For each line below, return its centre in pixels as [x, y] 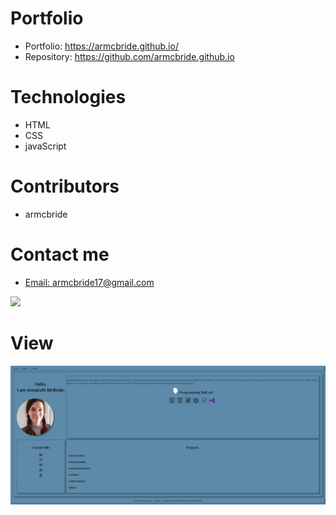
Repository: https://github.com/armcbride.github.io [129, 56]
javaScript [45, 146]
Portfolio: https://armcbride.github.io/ [101, 46]
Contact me [60, 254]
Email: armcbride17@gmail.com [89, 282]
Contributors [65, 186]
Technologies [68, 97]
